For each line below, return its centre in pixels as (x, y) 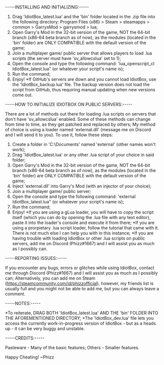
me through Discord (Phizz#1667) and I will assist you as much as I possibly (82, 273)
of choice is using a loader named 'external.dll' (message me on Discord (78, 129)
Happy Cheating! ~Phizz (30, 357)
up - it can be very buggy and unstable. (45, 328)
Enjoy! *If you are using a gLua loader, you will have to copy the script (83, 212)
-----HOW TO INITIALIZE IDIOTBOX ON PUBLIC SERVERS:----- (69, 104)
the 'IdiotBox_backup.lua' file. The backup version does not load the (81, 84)
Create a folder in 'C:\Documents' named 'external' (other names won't (84, 144)
